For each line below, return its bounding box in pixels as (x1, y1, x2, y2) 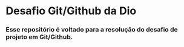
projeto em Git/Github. (5, 33, 73, 41)
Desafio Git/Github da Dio (5, 4, 137, 18)
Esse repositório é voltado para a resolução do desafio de (5, 26, 178, 34)
